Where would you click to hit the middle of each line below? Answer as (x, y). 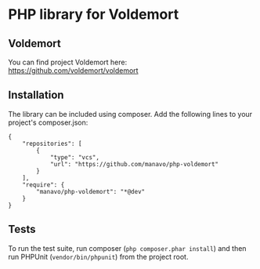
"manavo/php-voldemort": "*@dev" (91, 191)
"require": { (43, 185)
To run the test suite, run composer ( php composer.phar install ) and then (127, 248)
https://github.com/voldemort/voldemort (73, 71)
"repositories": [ (52, 144)
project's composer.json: (48, 122)
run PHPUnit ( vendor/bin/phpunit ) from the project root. (98, 256)
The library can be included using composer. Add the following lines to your (130, 114)
